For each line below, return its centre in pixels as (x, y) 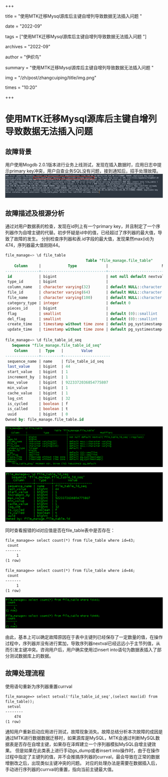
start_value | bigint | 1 (38, 372)
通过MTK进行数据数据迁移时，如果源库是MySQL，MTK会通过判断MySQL (80, 738)
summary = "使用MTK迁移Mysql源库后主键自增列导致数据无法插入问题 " (79, 68)
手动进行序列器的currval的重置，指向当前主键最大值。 (61, 769)
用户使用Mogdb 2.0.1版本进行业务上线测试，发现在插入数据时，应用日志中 (81, 165)
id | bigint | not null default (77, 276)
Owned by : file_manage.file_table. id (44, 420)
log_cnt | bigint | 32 (39, 398)
